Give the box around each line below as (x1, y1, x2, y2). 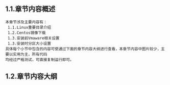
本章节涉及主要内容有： (5, 19, 47, 24)
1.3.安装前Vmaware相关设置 (7, 35, 60, 40)
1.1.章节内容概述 (5, 5, 56, 14)
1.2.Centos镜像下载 (7, 30, 46, 35)
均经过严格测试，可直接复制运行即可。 (5, 57, 74, 62)
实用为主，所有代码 (12, 52, 47, 57)
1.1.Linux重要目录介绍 (7, 25, 51, 30)
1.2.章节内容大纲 (5, 72, 58, 81)
